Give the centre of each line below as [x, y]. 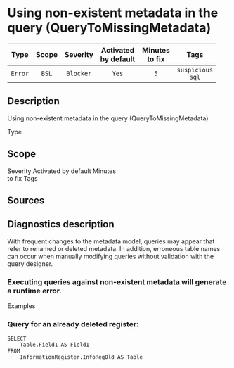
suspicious [195, 70]
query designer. [30, 264]
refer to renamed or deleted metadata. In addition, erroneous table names [114, 248]
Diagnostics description [61, 224]
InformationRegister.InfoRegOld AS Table [81, 357]
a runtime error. [34, 291]
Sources [26, 200]
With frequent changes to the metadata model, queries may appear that [111, 241]
